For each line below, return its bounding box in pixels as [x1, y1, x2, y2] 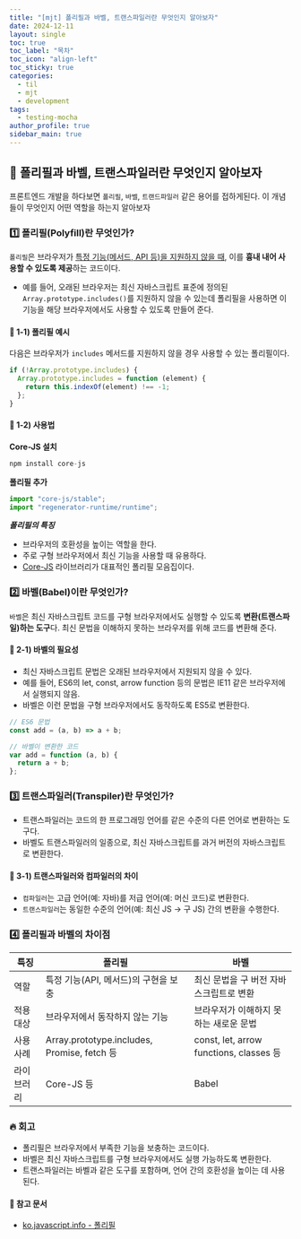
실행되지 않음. [31, 688, 81, 699]
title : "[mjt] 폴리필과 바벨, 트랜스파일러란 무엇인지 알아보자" [9, 13, 219, 22]
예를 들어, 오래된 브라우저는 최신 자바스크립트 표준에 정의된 [21, 282, 228, 292]
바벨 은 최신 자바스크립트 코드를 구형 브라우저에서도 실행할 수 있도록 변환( [9, 611, 262, 621]
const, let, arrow [193, 1033, 262, 1045]
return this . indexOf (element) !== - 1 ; [25, 382, 170, 391]
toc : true [9, 38, 47, 48]
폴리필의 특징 [9, 520, 56, 531]
